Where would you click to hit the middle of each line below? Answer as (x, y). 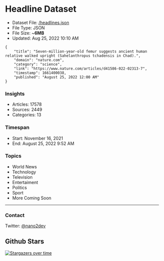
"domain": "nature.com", (39, 60)
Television (22, 177)
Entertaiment (25, 182)
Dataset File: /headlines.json (41, 23)
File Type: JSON (28, 27)
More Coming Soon (32, 198)
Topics (13, 156)
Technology (24, 172)
